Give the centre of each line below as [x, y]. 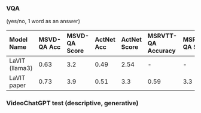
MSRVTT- [162, 36]
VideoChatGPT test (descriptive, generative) [72, 103]
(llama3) [21, 68]
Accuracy [162, 51]
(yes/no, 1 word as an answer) [43, 21]
